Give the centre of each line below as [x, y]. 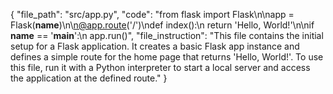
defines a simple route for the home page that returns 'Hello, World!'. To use [167, 57]
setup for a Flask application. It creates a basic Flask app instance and [155, 46]
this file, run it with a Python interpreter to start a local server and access [160, 67]
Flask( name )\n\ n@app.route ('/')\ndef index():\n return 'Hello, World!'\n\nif [162, 25]
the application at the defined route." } [89, 78]
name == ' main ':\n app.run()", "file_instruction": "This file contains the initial [167, 35]
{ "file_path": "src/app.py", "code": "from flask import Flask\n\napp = [152, 14]
